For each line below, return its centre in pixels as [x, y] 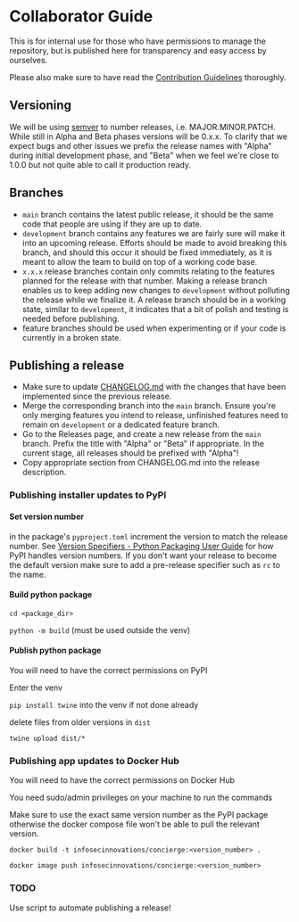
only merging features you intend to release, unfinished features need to [155, 416]
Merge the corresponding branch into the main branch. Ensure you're [149, 406]
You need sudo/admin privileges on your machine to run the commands [141, 798]
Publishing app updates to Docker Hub [95, 761]
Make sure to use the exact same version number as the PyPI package [139, 815]
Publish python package [55, 650]
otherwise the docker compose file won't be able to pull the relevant [135, 824]
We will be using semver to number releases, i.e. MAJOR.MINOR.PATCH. [143, 127]
